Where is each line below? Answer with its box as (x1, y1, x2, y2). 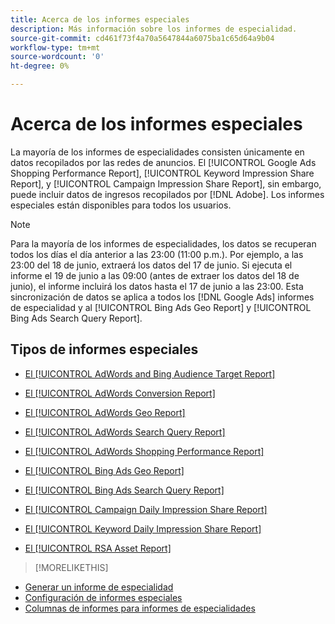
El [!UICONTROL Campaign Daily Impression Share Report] (24, 503, 268, 515)
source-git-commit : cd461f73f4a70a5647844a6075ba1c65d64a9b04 (10, 33, 275, 43)
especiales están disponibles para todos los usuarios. (10, 199, 232, 211)
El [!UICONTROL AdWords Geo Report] (24, 406, 186, 418)
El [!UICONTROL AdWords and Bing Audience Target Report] (24, 367, 276, 380)
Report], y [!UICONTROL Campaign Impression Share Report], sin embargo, (10, 177, 322, 190)
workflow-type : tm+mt (10, 42, 101, 53)
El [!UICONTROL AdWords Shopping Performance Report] (24, 445, 265, 457)
